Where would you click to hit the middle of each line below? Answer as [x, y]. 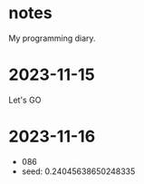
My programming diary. [52, 38]
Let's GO [25, 100]
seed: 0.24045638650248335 [78, 171]
